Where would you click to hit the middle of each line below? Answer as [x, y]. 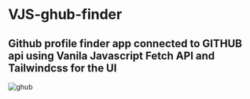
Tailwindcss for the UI [63, 68]
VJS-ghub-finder [65, 15]
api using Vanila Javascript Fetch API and [111, 55]
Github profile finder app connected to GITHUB [125, 44]
